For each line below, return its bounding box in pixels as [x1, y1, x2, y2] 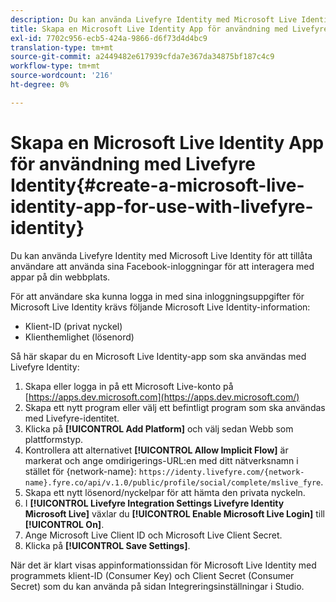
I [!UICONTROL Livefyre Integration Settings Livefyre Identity [24, 497, 285, 509]
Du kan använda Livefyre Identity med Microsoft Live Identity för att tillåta [10, 249, 313, 261]
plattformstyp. [24, 433, 84, 445]
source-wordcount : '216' [10, 71, 114, 81]
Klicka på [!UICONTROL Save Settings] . [24, 539, 191, 551]
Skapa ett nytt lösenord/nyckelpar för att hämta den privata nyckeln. [24, 486, 306, 498]
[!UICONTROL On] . [24, 518, 105, 530]
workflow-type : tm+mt [10, 61, 101, 71]
